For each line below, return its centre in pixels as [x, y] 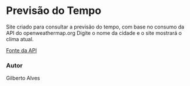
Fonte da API [21, 50]
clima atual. [20, 39]
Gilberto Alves [23, 78]
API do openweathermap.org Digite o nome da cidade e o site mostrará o [94, 33]
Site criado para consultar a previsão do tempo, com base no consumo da [95, 27]
